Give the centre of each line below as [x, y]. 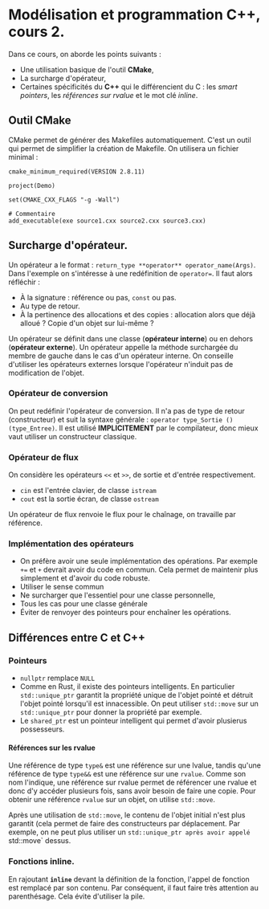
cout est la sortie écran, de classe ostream [89, 499]
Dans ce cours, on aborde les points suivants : [85, 54]
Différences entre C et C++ [77, 637]
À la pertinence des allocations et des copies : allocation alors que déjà [137, 314]
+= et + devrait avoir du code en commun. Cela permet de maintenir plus [139, 570]
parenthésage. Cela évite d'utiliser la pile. [77, 896]
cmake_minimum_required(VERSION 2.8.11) [77, 171]
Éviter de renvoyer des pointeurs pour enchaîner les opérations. [125, 613]
